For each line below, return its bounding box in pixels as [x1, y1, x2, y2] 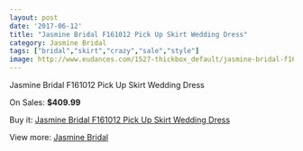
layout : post [9, 13, 59, 22]
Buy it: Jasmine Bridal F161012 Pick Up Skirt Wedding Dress [9, 114, 231, 125]
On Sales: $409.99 [9, 97, 81, 108]
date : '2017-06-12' [9, 22, 83, 31]
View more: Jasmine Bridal [9, 132, 109, 142]
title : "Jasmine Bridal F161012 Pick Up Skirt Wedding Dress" [9, 30, 248, 39]
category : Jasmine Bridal [9, 38, 106, 48]
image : [9, 55, 34, 64]
